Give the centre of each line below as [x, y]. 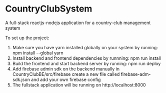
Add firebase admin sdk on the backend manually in [66, 69]
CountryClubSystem [49, 9]
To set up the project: [27, 38]
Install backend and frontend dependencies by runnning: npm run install [86, 58]
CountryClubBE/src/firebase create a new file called [66, 74]
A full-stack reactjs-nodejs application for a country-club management [78, 23]
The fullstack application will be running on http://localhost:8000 [79, 85]
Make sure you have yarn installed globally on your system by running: [85, 47]
